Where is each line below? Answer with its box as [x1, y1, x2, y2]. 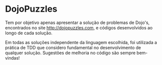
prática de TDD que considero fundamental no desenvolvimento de [5, 44, 141, 50]
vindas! [5, 55, 20, 61]
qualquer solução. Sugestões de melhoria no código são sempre [5, 50, 136, 56]
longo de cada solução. [5, 30, 53, 36]
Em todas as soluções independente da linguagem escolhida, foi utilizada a [5, 39, 157, 45]
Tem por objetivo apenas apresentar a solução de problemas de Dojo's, [5, 20, 150, 25]
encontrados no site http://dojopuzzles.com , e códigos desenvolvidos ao [5, 24, 153, 30]
